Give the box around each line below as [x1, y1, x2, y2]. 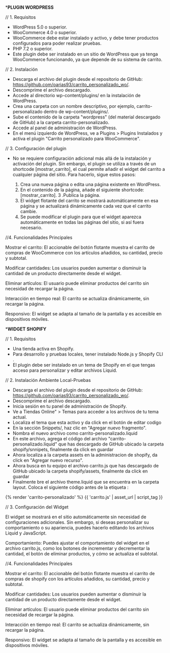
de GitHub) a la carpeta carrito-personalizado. [12, 120, 110, 125]
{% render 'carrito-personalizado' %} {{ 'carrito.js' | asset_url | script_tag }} [5, 494, 163, 500]
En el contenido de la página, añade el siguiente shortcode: [20, 187, 145, 193]
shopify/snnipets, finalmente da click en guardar [12, 447, 114, 452]
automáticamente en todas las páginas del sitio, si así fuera [20, 219, 144, 225]
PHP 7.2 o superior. [12, 46, 53, 51]
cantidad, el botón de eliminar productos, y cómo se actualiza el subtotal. [5, 551, 159, 556]
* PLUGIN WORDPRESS [5, 5, 54, 10]
